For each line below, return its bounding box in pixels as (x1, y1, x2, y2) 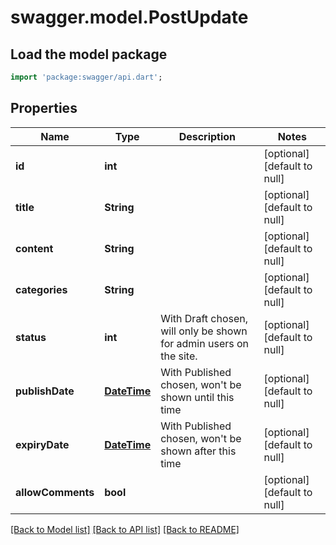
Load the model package (10, 46, 168, 63)
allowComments (15, 485, 95, 499)
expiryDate (15, 437, 70, 451)
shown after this (160, 444, 237, 458)
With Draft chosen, (160, 311, 248, 325)
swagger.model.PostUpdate (10, 6, 249, 29)
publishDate (15, 384, 75, 398)
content (15, 241, 54, 255)
